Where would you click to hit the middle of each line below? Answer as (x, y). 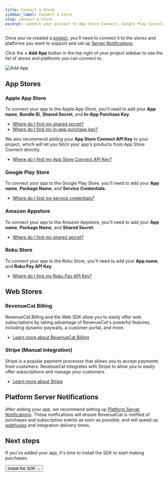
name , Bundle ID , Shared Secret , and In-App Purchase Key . (68, 114)
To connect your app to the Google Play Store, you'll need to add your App (82, 183)
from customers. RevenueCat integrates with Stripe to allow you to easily (80, 366)
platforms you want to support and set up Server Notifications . (69, 44)
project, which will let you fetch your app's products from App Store (75, 144)
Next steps (22, 441)
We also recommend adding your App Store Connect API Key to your (77, 139)
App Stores (23, 84)
